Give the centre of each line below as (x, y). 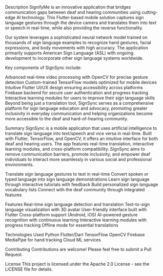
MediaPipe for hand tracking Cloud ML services (53, 240)
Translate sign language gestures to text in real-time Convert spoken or (77, 174)
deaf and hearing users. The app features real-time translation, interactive (80, 144)
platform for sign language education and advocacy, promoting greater (76, 108)
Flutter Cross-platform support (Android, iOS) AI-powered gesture (71, 215)
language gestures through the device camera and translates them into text (81, 23)
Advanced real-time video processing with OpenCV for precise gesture (77, 77)
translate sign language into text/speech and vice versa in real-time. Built (79, 133)
